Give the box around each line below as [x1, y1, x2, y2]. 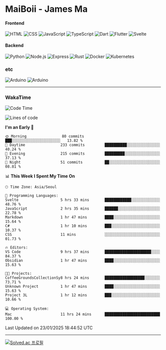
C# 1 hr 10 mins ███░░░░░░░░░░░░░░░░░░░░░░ [5, 223, 161, 228]
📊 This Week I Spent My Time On [5, 173, 75, 179]
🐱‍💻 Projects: [5, 271, 32, 276]
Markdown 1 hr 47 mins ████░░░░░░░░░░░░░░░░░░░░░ [5, 215, 161, 220]
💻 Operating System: [5, 306, 49, 311]
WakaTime [5, 94, 31, 101]
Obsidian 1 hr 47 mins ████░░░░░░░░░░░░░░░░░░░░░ [5, 258, 161, 263]
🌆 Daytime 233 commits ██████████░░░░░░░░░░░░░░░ [5, 142, 161, 148]
